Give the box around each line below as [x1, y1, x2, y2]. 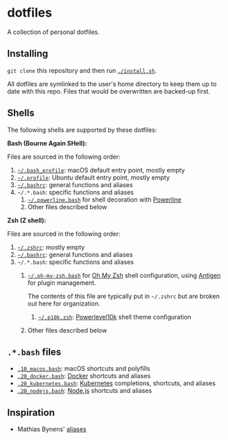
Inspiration [7, 407, 55, 419]
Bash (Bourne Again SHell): [7, 139, 87, 147]
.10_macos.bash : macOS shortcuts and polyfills [17, 364, 150, 373]
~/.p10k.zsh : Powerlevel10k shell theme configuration [37, 313, 192, 321]
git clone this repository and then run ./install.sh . [7, 66, 157, 74]
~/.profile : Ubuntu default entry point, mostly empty [17, 173, 170, 182]
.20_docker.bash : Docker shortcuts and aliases [17, 372, 151, 380]
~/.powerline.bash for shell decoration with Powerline [27, 195, 182, 204]
